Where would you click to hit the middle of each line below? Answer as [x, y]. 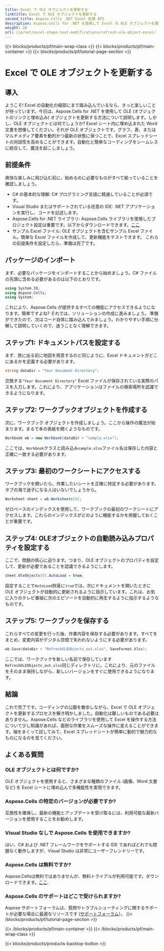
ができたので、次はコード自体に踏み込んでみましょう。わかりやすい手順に [80, 319]
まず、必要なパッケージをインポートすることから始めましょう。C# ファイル [81, 273]
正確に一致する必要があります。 [37, 454]
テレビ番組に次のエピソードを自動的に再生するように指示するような [90, 598]
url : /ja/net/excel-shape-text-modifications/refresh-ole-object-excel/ [81, 32]
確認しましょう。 [22, 184]
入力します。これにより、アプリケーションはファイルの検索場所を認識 [84, 387]
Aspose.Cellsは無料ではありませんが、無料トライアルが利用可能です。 [76, 876]
